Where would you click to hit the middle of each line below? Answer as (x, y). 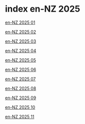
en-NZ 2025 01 (20, 22)
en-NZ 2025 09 (21, 98)
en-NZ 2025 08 (21, 88)
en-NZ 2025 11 (20, 116)
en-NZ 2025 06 (21, 70)
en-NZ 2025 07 (20, 79)
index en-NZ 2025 (43, 9)
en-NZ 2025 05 (21, 60)
